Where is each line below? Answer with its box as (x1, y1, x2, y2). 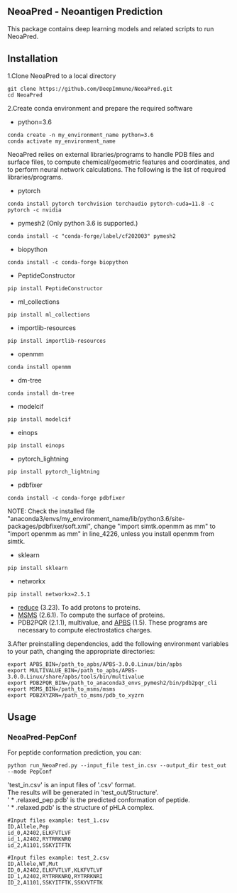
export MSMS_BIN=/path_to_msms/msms (7, 685, 116, 693)
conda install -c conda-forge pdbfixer (7, 494, 126, 501)
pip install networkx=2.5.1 (7, 591, 91, 598)
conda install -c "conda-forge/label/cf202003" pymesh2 (7, 232, 176, 240)
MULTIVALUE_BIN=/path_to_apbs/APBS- (29, 667, 138, 674)
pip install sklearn (7, 564, 69, 571)
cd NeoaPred (7, 92, 43, 99)
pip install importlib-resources (7, 337, 106, 344)
